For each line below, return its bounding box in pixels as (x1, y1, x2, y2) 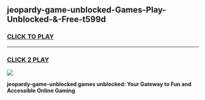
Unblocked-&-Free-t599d (7, 15, 106, 25)
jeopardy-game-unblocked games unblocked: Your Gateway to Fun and (7, 80, 192, 87)
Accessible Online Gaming (7, 87, 75, 94)
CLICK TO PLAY (7, 33, 54, 41)
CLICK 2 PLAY (7, 55, 49, 64)
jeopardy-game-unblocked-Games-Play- (7, 5, 167, 15)
